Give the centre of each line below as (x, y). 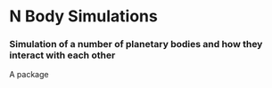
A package (29, 75)
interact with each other (62, 55)
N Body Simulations (83, 16)
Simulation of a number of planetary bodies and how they (136, 44)
